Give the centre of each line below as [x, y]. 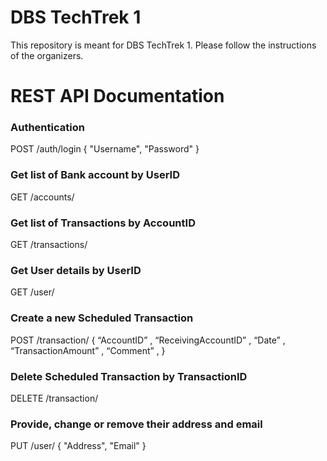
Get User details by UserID [76, 270]
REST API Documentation [117, 96]
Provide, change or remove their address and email [136, 424]
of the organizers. [47, 55]
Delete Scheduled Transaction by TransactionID [129, 376]
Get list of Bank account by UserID [95, 175]
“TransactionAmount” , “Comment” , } [88, 350]
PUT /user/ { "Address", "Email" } [78, 446]
